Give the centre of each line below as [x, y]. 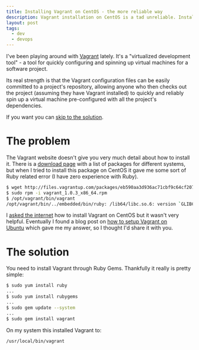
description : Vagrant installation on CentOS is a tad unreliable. [91, 17]
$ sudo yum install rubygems [42, 297]
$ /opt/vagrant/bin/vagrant [41, 198]
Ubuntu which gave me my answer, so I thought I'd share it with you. [90, 228]
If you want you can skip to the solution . [55, 117]
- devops [22, 39]
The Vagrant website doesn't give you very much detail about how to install [98, 157]
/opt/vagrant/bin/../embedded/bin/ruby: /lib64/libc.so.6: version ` [94, 204]
